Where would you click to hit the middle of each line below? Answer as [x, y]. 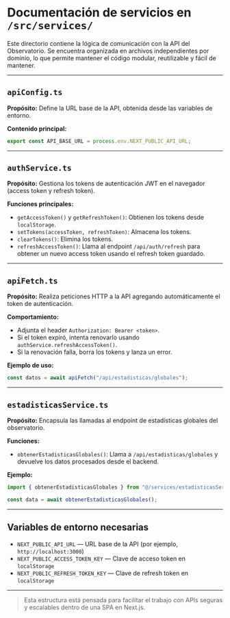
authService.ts [39, 168]
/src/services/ [50, 26]
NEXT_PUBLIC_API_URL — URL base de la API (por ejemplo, [97, 544]
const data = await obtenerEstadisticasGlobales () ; [82, 500]
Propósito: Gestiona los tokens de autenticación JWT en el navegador [106, 183]
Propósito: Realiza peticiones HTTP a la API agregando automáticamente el [114, 296]
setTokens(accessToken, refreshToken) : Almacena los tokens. [104, 232]
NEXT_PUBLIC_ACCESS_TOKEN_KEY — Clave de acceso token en [101, 558]
